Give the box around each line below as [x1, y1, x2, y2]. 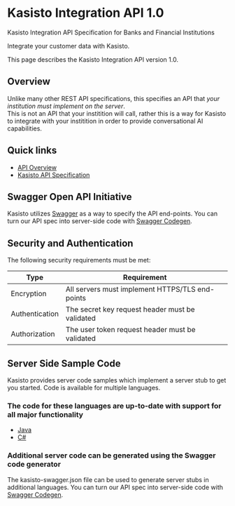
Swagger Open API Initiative [7, 191, 132, 203]
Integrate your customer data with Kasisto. [7, 41, 130, 50]
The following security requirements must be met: [7, 256, 151, 265]
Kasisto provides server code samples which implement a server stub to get [7, 376, 227, 384]
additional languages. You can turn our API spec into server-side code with [7, 483, 224, 491]
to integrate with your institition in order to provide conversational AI [7, 116, 204, 125]
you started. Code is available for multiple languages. [7, 384, 161, 392]
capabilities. [7, 124, 42, 133]
